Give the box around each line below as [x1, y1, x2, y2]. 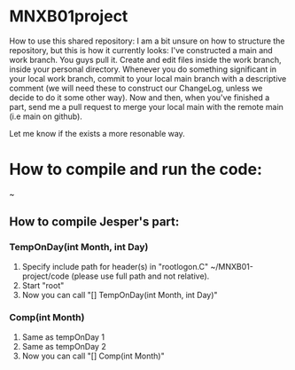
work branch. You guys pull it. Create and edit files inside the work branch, [9, 54, 282, 65]
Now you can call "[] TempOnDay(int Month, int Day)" [21, 289, 219, 300]
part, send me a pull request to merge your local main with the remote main [9, 101, 283, 112]
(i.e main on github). [9, 111, 82, 122]
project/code [21, 271, 70, 281]
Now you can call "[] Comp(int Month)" [21, 350, 166, 361]
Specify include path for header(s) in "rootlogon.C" [21, 261, 209, 272]
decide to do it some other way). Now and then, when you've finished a [9, 91, 270, 103]
